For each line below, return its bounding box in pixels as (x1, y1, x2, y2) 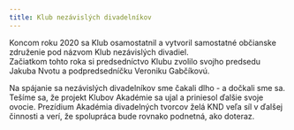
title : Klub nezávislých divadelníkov (9, 12, 152, 22)
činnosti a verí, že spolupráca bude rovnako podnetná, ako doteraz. (9, 111, 255, 121)
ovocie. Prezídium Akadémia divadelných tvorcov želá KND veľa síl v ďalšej (9, 101, 283, 111)
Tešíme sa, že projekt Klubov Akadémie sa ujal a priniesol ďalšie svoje (9, 92, 264, 103)
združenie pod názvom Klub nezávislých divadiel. (9, 46, 189, 57)
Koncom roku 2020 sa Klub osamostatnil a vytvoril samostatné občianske (9, 37, 276, 48)
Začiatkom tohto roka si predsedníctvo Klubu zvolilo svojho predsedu (9, 56, 261, 66)
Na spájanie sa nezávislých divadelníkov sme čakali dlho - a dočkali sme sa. (9, 82, 285, 93)
